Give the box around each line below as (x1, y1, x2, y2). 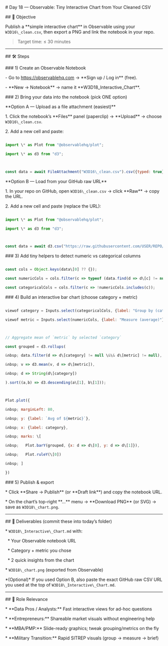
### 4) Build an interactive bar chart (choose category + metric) (5, 294, 137, 300)
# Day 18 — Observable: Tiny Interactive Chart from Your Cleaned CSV (5, 5, 151, 10)
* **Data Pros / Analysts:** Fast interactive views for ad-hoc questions (5, 605, 152, 612)
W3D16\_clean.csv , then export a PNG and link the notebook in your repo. (5, 29, 155, 35)
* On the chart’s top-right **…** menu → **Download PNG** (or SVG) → (5, 498, 156, 504)
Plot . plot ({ (5, 398, 30, 403)
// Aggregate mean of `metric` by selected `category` (5, 335, 122, 340)
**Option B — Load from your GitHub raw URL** (5, 178, 107, 184)
